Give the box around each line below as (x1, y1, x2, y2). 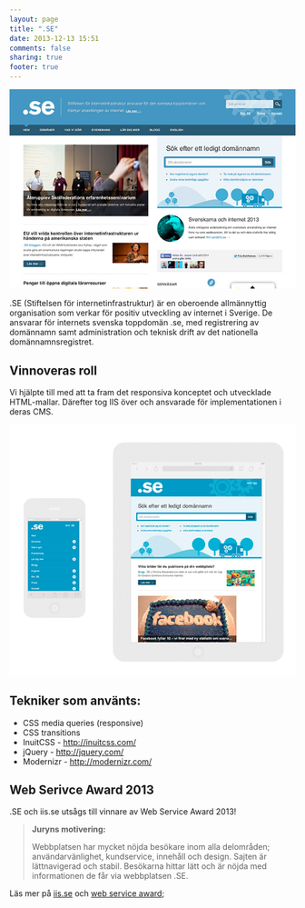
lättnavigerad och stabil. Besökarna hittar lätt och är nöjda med (31, 861, 268, 872)
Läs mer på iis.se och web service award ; (9, 888, 165, 899)
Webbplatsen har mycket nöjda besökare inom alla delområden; (31, 842, 271, 853)
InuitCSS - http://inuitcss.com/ (22, 736, 137, 747)
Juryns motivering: (31, 823, 106, 835)
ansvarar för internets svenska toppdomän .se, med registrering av (9, 317, 260, 328)
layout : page (9, 15, 59, 24)
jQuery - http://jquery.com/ (22, 746, 124, 757)
